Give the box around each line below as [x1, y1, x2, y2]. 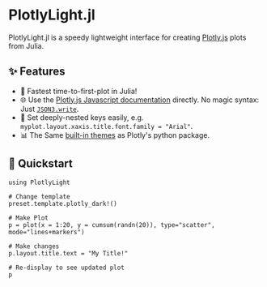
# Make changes [8, 242, 60, 251]
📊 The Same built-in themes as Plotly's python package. [19, 130, 210, 139]
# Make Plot [8, 213, 49, 222]
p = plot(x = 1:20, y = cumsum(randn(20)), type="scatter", [8, 221, 216, 229]
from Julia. [8, 41, 44, 50]
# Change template [8, 192, 70, 200]
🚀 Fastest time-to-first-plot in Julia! [19, 86, 138, 96]
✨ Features [8, 65, 66, 79]
